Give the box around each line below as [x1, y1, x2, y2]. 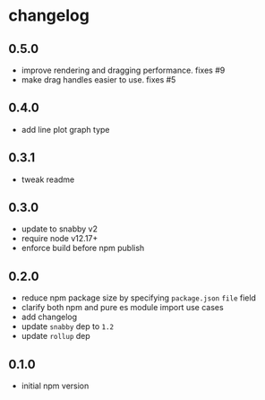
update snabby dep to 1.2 [21, 321, 115, 332]
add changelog [21, 311, 78, 323]
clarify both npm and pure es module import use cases [21, 302, 225, 313]
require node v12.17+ [21, 233, 98, 244]
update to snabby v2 [21, 223, 98, 234]
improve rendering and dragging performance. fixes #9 [21, 65, 226, 75]
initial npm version [21, 380, 90, 391]
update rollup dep [21, 331, 90, 342]
